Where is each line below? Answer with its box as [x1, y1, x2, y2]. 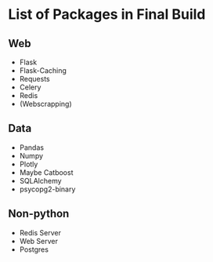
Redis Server [19, 227, 61, 237]
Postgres [19, 245, 49, 254]
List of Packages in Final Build [8, 5, 206, 24]
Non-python [8, 207, 70, 220]
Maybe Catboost [19, 167, 74, 177]
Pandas [19, 143, 45, 152]
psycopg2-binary [19, 184, 76, 194]
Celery [19, 82, 42, 92]
